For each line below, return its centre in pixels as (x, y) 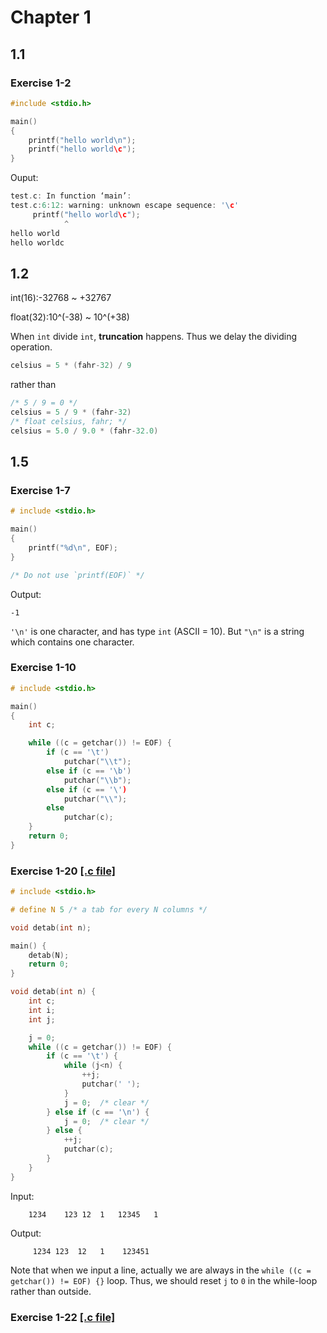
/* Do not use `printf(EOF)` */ (77, 575)
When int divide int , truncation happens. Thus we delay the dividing (154, 337)
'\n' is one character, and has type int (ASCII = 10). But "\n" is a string (157, 631)
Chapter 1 (51, 17)
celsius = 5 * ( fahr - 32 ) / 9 (71, 366)
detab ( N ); (49, 955)
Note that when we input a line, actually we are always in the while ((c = (161, 1270)
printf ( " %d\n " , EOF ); (73, 547)
